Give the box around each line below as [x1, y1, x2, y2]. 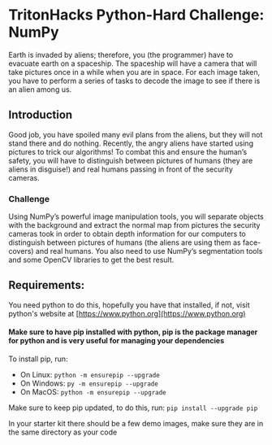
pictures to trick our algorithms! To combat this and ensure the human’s [8, 146, 248, 156]
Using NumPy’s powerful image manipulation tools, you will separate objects [8, 212, 264, 221]
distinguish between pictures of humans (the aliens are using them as [8, 238, 241, 247]
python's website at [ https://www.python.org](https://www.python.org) [8, 308, 246, 318]
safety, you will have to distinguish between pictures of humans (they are [8, 155, 253, 165]
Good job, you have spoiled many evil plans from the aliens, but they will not [8, 129, 263, 139]
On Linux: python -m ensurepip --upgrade [19, 370, 160, 380]
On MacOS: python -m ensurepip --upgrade [19, 387, 166, 397]
